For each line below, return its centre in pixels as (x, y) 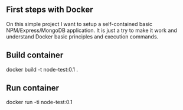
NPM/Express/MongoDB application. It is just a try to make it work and (91, 30)
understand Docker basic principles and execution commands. (82, 36)
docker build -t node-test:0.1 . (42, 69)
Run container (33, 88)
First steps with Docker (50, 10)
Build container (35, 55)
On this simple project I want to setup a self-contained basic (79, 24)
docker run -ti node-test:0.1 (39, 102)
